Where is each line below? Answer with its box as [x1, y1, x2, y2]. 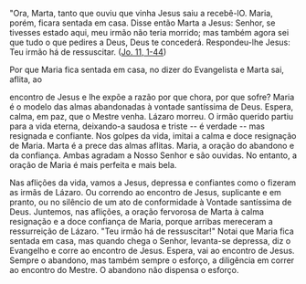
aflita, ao [9, 74, 43, 85]
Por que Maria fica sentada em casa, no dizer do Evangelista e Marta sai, [9, 64, 285, 75]
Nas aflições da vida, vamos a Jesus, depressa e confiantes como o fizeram [9, 177, 297, 188]
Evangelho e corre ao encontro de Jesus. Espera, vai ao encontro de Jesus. [9, 246, 295, 256]
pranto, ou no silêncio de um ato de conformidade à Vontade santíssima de [9, 196, 292, 207]
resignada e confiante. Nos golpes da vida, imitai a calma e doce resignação [9, 131, 297, 141]
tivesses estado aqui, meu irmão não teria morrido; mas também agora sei [9, 27, 290, 37]
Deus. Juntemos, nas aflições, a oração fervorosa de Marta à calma [9, 206, 265, 217]
